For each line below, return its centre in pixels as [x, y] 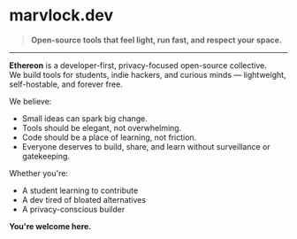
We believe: [30, 101]
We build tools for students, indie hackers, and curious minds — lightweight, [148, 74]
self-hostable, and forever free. [66, 84]
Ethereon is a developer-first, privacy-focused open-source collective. [138, 65]
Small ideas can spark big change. [85, 118]
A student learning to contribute [80, 190]
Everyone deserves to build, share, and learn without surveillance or [146, 146]
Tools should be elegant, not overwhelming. [102, 127]
